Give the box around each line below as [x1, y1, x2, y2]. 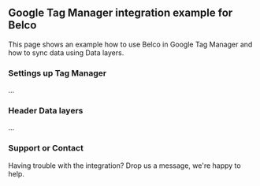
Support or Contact [8, 143, 84, 154]
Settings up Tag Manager [8, 67, 107, 78]
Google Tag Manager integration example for [8, 6, 233, 20]
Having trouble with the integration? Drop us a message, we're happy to [8, 161, 242, 170]
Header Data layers [8, 106, 84, 117]
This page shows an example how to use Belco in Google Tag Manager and [8, 39, 253, 49]
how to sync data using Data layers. [8, 47, 124, 58]
